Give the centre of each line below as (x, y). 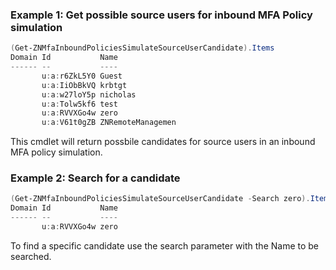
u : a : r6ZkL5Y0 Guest (82, 76)
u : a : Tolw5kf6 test (79, 104)
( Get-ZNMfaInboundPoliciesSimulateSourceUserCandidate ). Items (142, 48)
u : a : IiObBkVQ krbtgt (84, 85)
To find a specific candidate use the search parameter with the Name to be (165, 245)
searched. (31, 256)
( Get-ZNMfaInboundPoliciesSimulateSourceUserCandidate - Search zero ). (160, 199)
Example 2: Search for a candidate (95, 178)
